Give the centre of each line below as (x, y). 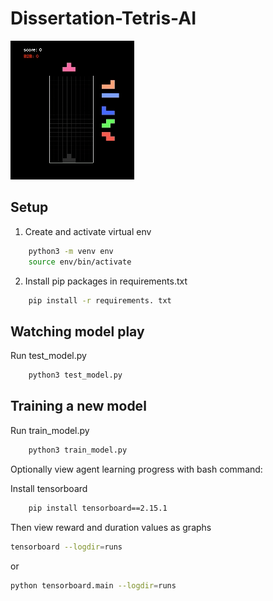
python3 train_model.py (78, 450)
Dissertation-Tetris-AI (103, 18)
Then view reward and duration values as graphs (111, 527)
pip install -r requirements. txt (100, 300)
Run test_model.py (48, 356)
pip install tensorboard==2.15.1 (98, 508)
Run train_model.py (50, 430)
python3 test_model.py (75, 375)
